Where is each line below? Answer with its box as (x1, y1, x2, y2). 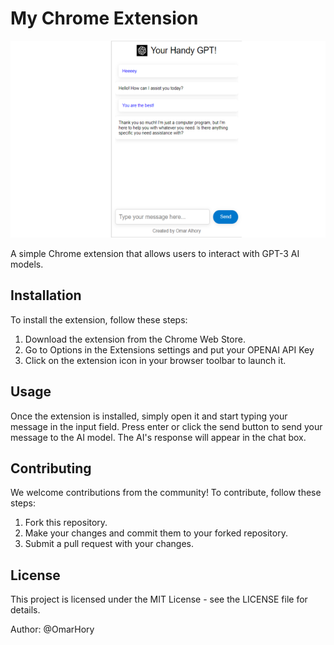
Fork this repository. (24, 517, 108, 529)
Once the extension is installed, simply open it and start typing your (10, 410, 288, 422)
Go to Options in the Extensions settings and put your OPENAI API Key (24, 343, 315, 356)
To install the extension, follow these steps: (10, 313, 188, 326)
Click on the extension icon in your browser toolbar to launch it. (24, 354, 287, 366)
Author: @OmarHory (10, 623, 95, 636)
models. (10, 258, 44, 270)
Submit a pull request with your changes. (24, 538, 194, 550)
